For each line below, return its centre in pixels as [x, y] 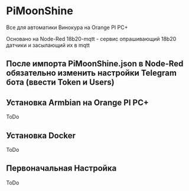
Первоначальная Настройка [61, 168]
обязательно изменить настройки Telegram [92, 73]
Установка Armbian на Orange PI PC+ [77, 102]
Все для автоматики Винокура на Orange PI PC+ [67, 27]
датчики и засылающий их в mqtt [48, 45]
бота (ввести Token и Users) [61, 82]
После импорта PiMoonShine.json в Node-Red [95, 64]
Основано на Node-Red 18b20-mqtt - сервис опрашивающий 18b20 [91, 39]
